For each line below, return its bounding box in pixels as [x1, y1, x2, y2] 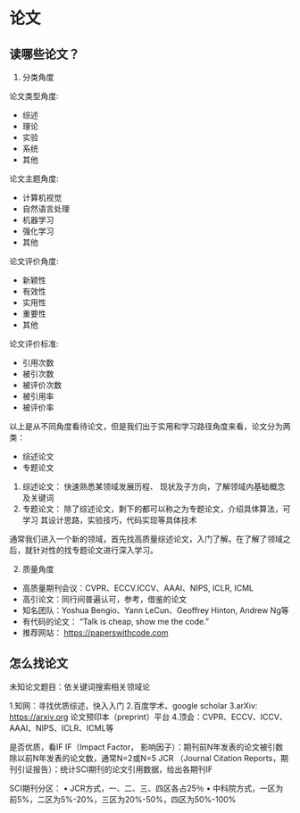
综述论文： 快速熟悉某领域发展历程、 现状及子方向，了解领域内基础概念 [21, 481, 286, 492]
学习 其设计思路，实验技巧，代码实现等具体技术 [21, 515, 197, 525]
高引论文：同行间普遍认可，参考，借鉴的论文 [21, 594, 187, 604]
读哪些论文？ [9, 46, 80, 62]
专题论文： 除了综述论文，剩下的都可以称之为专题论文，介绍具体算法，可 [21, 503, 291, 514]
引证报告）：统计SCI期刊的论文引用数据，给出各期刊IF [16, 764, 212, 775]
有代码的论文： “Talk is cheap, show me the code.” [21, 617, 210, 626]
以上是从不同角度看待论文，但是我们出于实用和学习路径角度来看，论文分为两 [9, 421, 291, 431]
